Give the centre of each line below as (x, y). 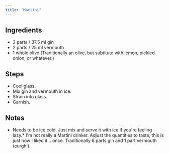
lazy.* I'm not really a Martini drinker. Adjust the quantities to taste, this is (88, 135)
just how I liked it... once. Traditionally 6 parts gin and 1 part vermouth (84, 140)
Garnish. (21, 102)
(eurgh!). (22, 146)
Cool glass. (24, 86)
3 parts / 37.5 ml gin (33, 42)
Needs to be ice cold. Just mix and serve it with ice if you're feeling (82, 130)
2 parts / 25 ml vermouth (38, 48)
